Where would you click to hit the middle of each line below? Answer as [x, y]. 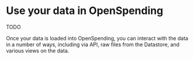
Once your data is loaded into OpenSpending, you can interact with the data [97, 38]
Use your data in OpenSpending [85, 11]
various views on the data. [38, 50]
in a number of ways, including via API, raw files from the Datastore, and [93, 44]
